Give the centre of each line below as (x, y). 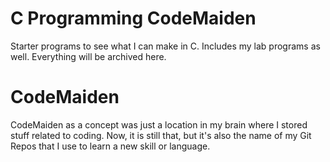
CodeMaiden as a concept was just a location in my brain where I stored (159, 124)
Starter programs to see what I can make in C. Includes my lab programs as (165, 46)
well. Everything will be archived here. (88, 56)
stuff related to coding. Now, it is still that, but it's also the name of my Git (161, 135)
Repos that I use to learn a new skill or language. (110, 146)
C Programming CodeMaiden (133, 18)
